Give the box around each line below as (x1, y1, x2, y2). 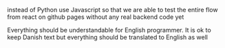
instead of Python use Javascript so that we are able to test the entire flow (7, 6, 218, 14)
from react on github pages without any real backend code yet (7, 13, 184, 21)
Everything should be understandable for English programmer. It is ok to (7, 26, 211, 34)
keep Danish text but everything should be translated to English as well (7, 33, 208, 41)
